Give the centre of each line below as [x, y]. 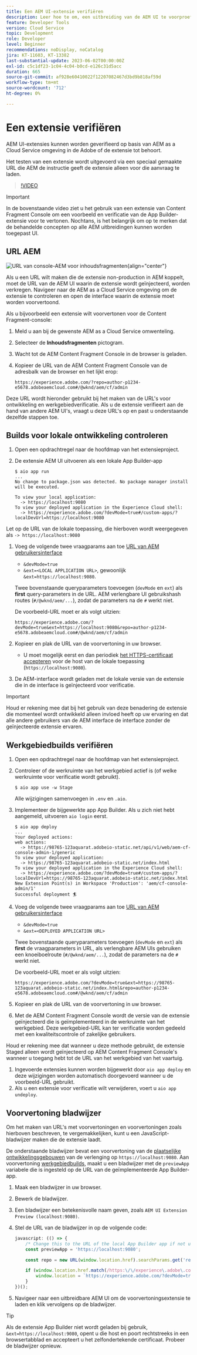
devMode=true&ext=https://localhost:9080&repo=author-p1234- [91, 628]
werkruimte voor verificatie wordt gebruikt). [67, 777]
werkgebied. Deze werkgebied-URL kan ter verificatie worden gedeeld [100, 1028]
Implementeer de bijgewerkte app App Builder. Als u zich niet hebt [94, 810]
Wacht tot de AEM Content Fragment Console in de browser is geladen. [101, 354]
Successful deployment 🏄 [46, 895]
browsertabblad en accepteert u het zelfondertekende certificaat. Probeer [96, 1339]
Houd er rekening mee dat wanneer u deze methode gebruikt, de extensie [95, 1045]
